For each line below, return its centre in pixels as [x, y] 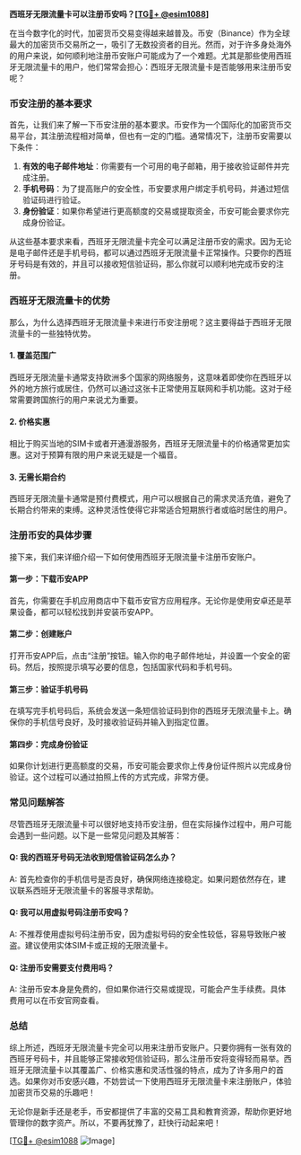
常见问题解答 [37, 803]
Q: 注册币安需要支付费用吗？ [62, 967]
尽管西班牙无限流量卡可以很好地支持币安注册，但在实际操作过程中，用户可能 [150, 824]
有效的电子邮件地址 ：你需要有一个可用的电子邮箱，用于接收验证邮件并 [152, 166]
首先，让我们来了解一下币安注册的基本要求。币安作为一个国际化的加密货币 [146, 125]
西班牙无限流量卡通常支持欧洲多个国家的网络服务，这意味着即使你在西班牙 [146, 377]
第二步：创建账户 [41, 634]
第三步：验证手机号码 [48, 689]
